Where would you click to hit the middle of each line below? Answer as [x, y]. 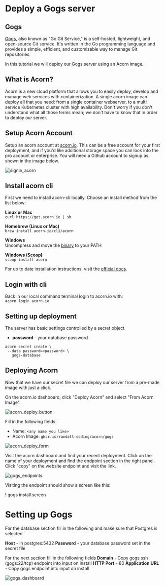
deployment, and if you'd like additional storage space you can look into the [82, 150]
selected [14, 533]
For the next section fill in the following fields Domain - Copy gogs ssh [77, 558]
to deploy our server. [26, 117]
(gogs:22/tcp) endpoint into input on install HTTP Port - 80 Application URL [82, 563]
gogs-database [26, 355]
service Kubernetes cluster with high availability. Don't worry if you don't [79, 107]
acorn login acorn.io [27, 301]
